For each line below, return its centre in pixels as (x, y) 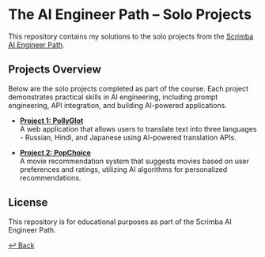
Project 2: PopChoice (55, 152)
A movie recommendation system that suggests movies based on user (134, 161)
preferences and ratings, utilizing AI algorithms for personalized (123, 169)
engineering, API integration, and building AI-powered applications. (118, 105)
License (28, 203)
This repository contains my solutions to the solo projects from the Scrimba (131, 36)
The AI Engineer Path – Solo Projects (130, 15)
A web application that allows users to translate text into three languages (138, 128)
